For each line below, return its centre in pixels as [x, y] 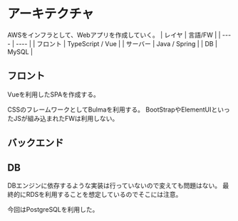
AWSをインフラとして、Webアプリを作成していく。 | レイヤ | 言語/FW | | [114, 35]
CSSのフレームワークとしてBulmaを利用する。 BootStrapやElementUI [109, 109]
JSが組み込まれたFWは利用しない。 [66, 118]
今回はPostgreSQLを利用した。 [53, 209]
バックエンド [36, 143]
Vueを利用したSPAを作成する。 [53, 94]
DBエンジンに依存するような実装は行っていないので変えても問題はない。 [114, 185]
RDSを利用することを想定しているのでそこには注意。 [104, 194]
